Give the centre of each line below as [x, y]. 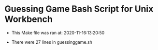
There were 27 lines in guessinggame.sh [52, 42]
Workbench [29, 19]
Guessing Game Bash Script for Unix [79, 9]
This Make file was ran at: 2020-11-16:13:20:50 [58, 33]
